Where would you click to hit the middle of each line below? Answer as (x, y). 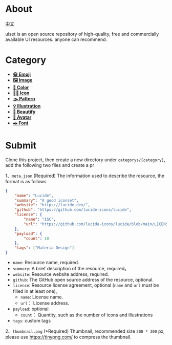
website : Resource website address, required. (61, 274)
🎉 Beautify (24, 112)
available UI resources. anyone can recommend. (56, 39)
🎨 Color (21, 87)
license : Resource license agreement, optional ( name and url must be (86, 285)
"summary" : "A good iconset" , (47, 200)
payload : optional (30, 309)
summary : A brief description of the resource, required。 (71, 269)
